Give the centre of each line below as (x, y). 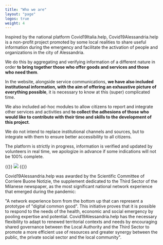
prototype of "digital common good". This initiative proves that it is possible (81, 206)
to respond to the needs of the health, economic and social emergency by (79, 211)
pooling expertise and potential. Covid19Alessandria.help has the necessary (81, 217)
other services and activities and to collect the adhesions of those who (77, 112)
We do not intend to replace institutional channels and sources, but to (75, 132)
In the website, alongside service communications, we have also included (80, 82)
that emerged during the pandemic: (41, 192)
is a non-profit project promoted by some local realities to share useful (76, 42)
